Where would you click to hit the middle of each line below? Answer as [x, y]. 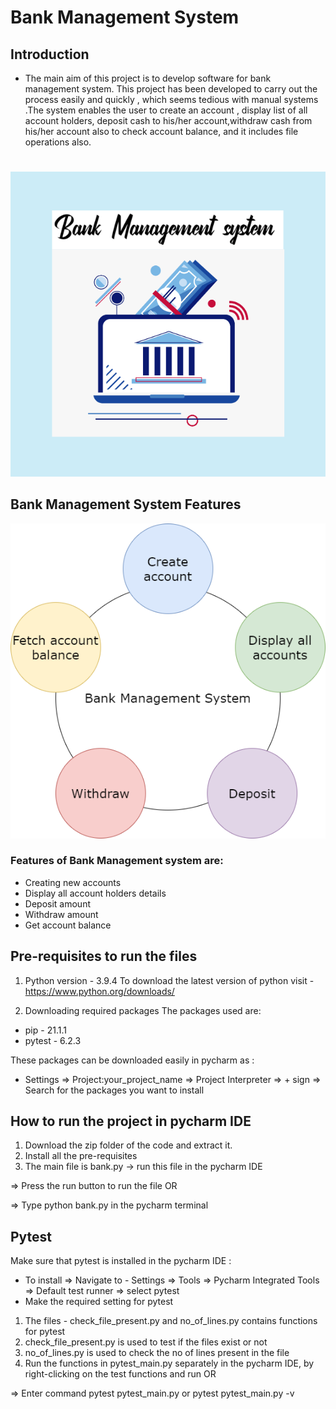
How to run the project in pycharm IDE [131, 1121]
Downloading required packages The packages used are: [143, 1010]
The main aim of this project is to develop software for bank [148, 78]
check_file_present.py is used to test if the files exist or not [146, 1342]
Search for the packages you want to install [114, 1090]
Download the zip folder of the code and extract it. [128, 1145]
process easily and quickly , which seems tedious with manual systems [171, 99]
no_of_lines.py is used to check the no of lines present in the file [157, 1353]
